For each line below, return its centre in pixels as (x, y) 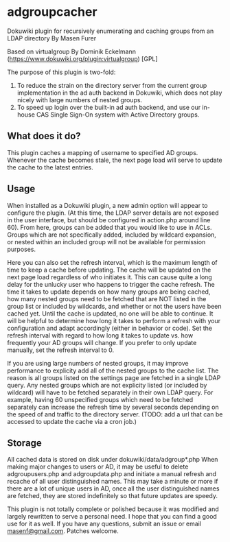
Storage (25, 443)
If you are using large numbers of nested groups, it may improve (98, 363)
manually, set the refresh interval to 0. (61, 350)
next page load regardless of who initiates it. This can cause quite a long (110, 277)
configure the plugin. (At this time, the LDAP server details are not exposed (113, 213)
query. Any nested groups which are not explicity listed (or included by (107, 385)
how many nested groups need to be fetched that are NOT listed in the (107, 298)
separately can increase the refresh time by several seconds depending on (113, 407)
